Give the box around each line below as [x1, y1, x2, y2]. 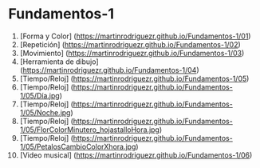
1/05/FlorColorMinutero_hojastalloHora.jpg [19, 125, 160, 134]
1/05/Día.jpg [19, 90, 60, 100]
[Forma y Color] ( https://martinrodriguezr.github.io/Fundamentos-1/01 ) [19, 31, 251, 41]
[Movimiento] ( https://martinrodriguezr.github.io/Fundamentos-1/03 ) [19, 48, 245, 58]
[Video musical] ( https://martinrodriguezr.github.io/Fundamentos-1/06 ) [19, 150, 253, 160]
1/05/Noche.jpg [19, 107, 71, 117]
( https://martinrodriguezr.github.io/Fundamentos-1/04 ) [19, 65, 199, 74]
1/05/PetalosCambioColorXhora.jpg [19, 142, 136, 151]
